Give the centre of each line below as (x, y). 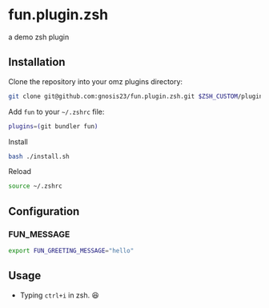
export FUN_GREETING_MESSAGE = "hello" (71, 250)
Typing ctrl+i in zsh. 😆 (60, 295)
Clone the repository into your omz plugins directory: (95, 81)
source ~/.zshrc (35, 186)
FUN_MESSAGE (39, 234)
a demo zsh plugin (39, 37)
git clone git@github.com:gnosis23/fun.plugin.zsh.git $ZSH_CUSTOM (123, 96)
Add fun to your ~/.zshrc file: (56, 111)
